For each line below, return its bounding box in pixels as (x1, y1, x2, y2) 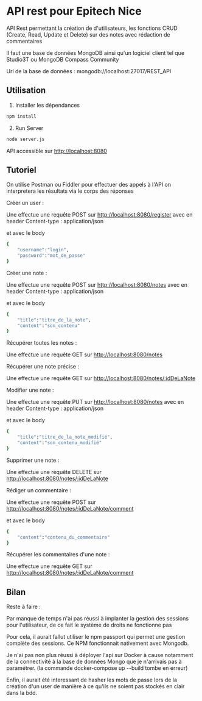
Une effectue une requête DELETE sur (6, 468, 102, 475)
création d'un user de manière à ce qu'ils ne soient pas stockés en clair (6, 683, 185, 690)
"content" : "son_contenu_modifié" (17, 440, 102, 446)
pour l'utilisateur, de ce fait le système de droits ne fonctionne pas (6, 621, 172, 629)
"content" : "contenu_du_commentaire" (17, 534, 111, 541)
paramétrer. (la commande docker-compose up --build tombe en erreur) (6, 664, 188, 672)
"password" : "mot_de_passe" (17, 253, 86, 259)
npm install (6, 113, 37, 120)
